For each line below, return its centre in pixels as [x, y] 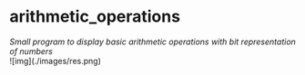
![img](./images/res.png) [56, 61]
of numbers [31, 51]
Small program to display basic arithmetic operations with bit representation [152, 42]
